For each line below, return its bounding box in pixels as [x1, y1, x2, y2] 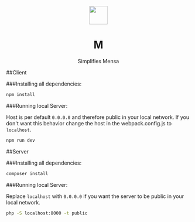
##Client [6, 69, 27, 76]
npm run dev [6, 137, 35, 143]
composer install [6, 170, 49, 176]
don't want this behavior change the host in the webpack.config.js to [6, 119, 172, 127]
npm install [6, 91, 35, 97]
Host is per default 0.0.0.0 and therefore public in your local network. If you [6, 114, 189, 121]
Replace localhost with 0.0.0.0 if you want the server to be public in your [6, 193, 184, 200]
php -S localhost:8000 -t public [6, 210, 88, 216]
